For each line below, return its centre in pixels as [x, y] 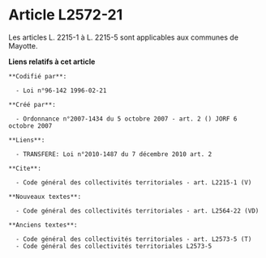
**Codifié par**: [38, 76]
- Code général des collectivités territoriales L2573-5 [114, 246]
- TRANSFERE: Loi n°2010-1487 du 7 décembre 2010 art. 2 [114, 154]
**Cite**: [25, 168]
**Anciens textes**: [43, 225]
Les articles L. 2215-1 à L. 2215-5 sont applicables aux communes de [124, 37]
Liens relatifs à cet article [52, 61]
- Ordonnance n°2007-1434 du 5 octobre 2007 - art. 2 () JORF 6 [127, 119]
